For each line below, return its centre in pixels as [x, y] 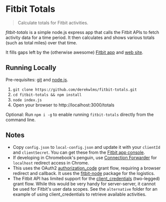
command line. [21, 120]
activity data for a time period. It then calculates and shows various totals [80, 37]
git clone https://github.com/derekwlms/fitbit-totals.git [75, 90]
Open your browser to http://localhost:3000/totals [63, 105]
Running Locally [31, 68]
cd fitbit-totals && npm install [47, 95]
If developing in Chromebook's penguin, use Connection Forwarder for [85, 157]
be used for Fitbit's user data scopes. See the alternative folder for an [85, 189]
